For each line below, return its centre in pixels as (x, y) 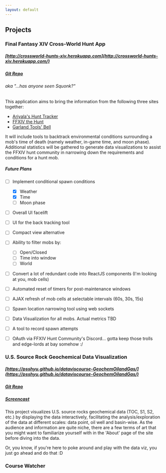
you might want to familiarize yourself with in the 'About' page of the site (79, 433)
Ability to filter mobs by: (37, 242)
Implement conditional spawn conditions (54, 181)
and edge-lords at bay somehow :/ (48, 344)
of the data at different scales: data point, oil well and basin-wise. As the (79, 422)
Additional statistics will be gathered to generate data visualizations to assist (83, 147)
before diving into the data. (33, 438)
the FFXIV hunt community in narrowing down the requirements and (74, 152)
